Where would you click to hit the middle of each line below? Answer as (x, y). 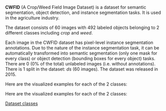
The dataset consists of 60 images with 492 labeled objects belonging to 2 (82, 27)
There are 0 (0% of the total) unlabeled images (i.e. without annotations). (80, 64)
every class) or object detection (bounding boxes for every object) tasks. (80, 58)
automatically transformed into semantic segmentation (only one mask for (81, 53)
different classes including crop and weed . (49, 33)
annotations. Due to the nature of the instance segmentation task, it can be (82, 48)
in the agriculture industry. (32, 18)
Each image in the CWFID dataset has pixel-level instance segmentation (79, 42)
